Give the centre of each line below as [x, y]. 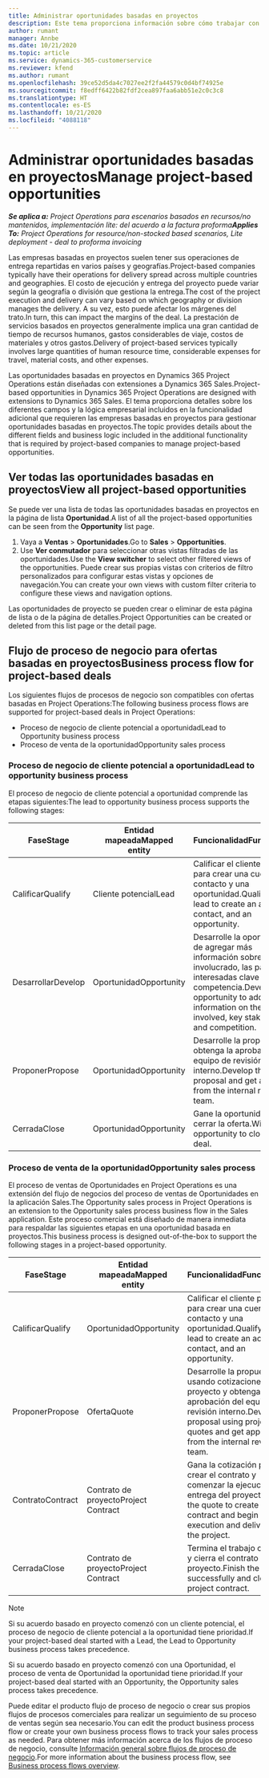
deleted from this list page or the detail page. [82, 625]
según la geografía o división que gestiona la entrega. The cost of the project [134, 291]
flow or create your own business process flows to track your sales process [133, 1731]
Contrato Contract [45, 1500]
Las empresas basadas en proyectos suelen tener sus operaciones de [124, 257]
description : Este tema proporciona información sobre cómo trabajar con [134, 23]
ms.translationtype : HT [48, 98]
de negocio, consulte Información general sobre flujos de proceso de [122, 1749]
